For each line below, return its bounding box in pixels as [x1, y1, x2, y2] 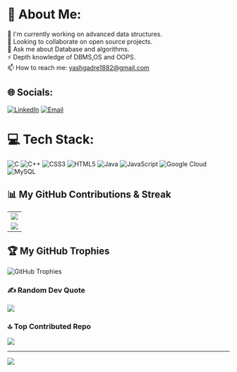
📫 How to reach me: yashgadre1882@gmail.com [7, 63, 150, 71]
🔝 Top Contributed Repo [7, 321, 92, 331]
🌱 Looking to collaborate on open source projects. [7, 37, 153, 45]
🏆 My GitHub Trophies [7, 245, 110, 257]
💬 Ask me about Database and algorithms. [7, 45, 130, 53]
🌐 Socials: [7, 86, 54, 98]
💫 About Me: [7, 6, 82, 23]
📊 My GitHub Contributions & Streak [7, 189, 171, 201]
